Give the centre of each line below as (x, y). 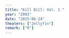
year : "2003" (18, 14)
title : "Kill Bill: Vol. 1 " (35, 10)
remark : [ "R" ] (20, 28)
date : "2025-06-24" (25, 19)
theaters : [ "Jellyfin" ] (29, 23)
